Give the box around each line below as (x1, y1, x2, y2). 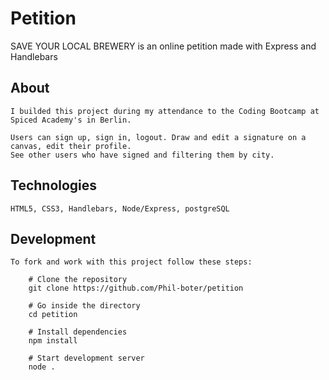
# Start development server (28, 353, 145, 364)
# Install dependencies (28, 327, 128, 337)
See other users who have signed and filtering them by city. (10, 150, 275, 160)
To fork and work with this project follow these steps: (10, 257, 253, 267)
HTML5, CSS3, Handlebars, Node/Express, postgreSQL (10, 203, 230, 214)
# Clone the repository (28, 275, 128, 285)
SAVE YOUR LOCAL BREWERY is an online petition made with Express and (10, 40, 317, 52)
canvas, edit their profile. (10, 141, 132, 151)
